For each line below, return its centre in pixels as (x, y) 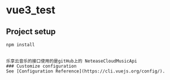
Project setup (31, 32)
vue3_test (31, 10)
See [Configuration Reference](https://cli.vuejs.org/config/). (86, 71)
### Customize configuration (41, 66)
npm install (20, 45)
